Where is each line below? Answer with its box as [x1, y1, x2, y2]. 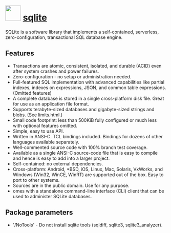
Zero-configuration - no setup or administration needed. [12, 73, 132, 79]
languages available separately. [12, 139, 79, 145]
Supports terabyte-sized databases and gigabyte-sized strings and [12, 106, 155, 112]
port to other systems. [12, 177, 60, 183]
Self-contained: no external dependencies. [12, 160, 103, 166]
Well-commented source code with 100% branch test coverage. [12, 144, 148, 151]
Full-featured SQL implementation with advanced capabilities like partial [12, 79, 165, 85]
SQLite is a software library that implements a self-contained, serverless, [5, 29, 159, 35]
